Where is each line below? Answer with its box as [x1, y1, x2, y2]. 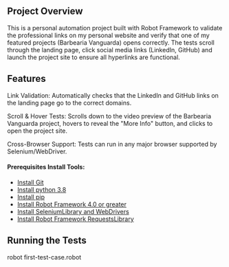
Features [7, 73, 46, 85]
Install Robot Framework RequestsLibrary [17, 215, 134, 223]
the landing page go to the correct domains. [7, 98, 132, 107]
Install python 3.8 [17, 185, 67, 193]
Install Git [17, 178, 44, 186]
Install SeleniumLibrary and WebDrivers [17, 207, 129, 215]
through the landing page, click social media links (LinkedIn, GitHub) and [7, 45, 212, 54]
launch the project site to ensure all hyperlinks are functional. [7, 53, 180, 61]
